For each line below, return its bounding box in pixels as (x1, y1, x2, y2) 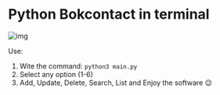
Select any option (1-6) (19, 69, 94, 79)
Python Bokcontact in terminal (8, 5, 210, 23)
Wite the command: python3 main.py (19, 61, 138, 71)
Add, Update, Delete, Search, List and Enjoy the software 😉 (19, 78, 213, 87)
